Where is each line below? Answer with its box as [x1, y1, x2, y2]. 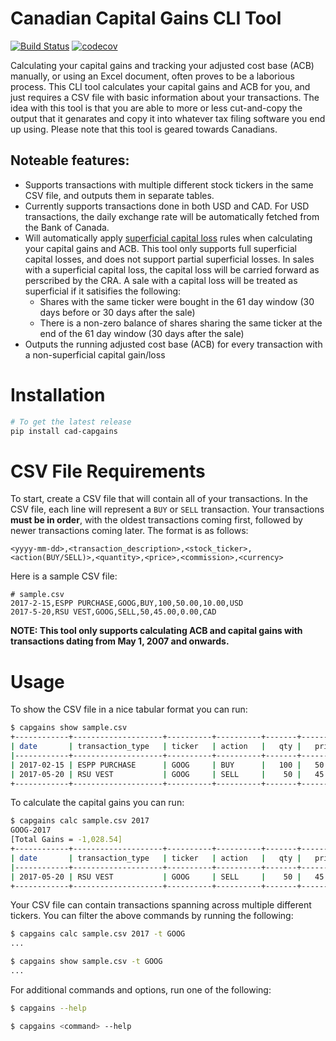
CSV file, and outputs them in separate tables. [24, 189, 215, 201]
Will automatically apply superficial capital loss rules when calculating [24, 232, 313, 244]
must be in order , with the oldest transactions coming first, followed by [10, 514, 303, 526]
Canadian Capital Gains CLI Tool [10, 7, 282, 30]
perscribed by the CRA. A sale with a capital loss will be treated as [24, 274, 298, 286]
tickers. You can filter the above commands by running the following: [10, 910, 294, 922]
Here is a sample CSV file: [10, 570, 118, 582]
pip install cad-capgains [10, 426, 118, 436]
